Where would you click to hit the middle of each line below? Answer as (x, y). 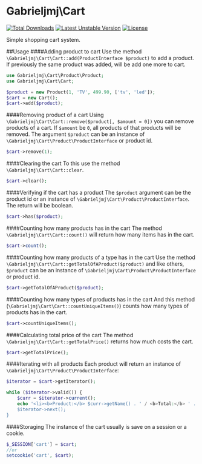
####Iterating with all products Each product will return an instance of (94, 364)
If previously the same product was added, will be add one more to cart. (96, 64)
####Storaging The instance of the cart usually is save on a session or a (97, 426)
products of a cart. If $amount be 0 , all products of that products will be (94, 128)
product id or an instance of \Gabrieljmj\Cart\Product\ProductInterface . (98, 199)
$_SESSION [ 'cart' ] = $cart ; (42, 444)
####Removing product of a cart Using (55, 115)
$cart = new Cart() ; (32, 98)
